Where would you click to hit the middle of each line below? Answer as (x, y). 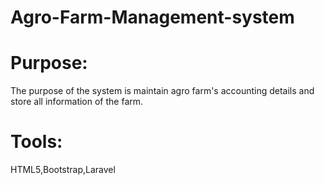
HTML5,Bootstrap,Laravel (63, 170)
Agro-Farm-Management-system (152, 17)
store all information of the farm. (77, 102)
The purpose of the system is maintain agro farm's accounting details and (162, 91)
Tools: (36, 142)
